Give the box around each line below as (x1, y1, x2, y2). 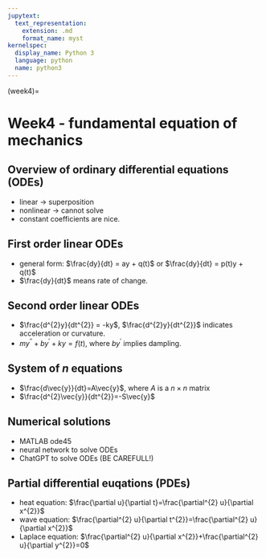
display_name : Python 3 (14, 49, 94, 57)
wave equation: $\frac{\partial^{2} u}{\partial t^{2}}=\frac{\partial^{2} (18, 515, 248, 524)
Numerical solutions (7, 415, 112, 429)
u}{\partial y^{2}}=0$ (18, 540, 90, 550)
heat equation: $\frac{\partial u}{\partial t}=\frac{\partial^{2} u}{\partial (18, 498, 254, 507)
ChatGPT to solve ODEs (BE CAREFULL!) (18, 453, 154, 462)
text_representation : (14, 19, 88, 27)
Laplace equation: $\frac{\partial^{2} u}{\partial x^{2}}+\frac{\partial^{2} (18, 532, 259, 542)
